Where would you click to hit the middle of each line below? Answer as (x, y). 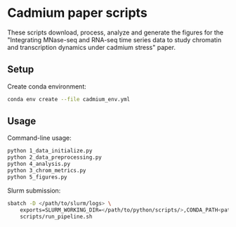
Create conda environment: (47, 86)
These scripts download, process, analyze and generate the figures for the (115, 32)
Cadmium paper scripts (77, 13)
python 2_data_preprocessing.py (54, 157)
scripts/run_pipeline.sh (56, 216)
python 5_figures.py (38, 177)
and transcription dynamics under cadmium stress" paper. (91, 47)
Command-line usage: (39, 138)
